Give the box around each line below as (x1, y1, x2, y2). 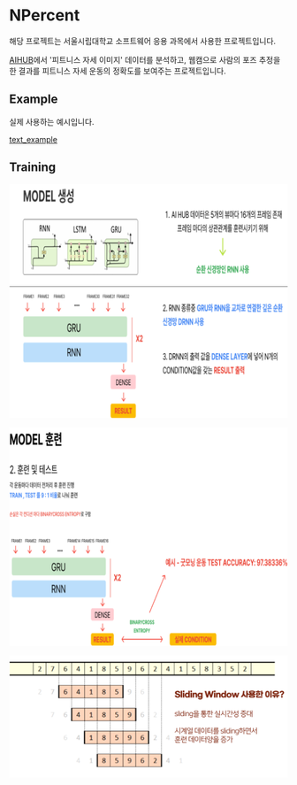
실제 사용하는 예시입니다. (9, 116, 95, 127)
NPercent (9, 5, 80, 26)
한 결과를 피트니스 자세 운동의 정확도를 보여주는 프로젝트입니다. (9, 65, 227, 76)
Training (9, 160, 57, 175)
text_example (9, 134, 57, 144)
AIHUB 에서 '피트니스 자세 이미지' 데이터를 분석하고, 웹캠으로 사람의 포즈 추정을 (9, 54, 281, 65)
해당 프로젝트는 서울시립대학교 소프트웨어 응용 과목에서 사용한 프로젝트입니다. (9, 35, 277, 46)
